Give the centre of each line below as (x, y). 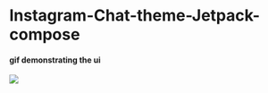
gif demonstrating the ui (55, 60)
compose (45, 34)
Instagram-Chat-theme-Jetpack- (135, 16)
